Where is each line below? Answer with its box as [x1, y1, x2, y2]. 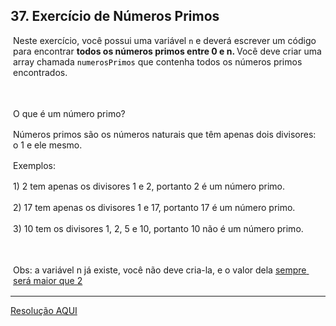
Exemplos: [13, 159, 56, 171]
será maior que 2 [13, 274, 83, 286]
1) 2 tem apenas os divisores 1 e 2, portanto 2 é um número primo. [13, 180, 286, 192]
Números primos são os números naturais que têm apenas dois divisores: [13, 128, 317, 140]
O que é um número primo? [13, 107, 126, 119]
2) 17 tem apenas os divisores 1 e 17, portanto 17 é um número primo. [13, 201, 296, 213]
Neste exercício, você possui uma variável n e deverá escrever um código [13, 34, 317, 46]
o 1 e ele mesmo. [13, 139, 83, 151]
